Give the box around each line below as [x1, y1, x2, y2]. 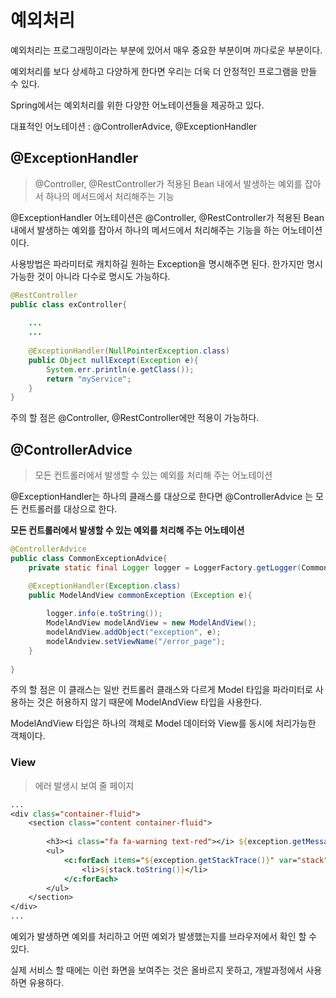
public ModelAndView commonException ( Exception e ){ [28, 590, 253, 600]
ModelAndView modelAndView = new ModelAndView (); [46, 618, 257, 628]
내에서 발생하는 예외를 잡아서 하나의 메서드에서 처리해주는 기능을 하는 [10, 224, 280, 236]
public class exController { [10, 299, 128, 310]
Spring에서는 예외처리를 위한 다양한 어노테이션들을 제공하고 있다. [10, 99, 265, 111]
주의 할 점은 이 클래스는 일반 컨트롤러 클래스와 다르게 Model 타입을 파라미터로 [10, 684, 313, 696]
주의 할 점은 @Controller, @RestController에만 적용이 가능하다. [10, 412, 260, 424]
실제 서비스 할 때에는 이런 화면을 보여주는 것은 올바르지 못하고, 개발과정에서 [10, 964, 304, 976]
